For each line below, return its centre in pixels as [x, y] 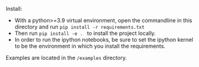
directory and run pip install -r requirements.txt [79, 27]
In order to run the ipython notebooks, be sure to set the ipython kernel [104, 40]
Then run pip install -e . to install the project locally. [85, 33]
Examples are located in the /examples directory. [67, 58]
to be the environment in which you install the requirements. [90, 46]
